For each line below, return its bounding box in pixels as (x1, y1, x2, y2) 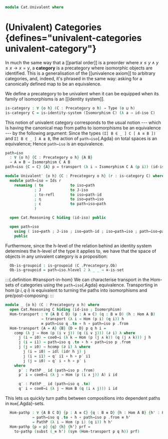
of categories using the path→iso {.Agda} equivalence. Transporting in (14, 282, 158, 288)
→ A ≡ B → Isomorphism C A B (9, 160, 70, 165)
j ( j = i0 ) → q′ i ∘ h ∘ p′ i (23, 358, 86, 363)
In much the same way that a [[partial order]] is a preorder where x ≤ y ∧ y (5, 59, 159, 65)
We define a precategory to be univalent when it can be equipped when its (5, 90, 159, 96)
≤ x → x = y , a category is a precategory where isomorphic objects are (5, 65, 152, 71)
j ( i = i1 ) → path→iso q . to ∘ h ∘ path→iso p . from (18, 340, 131, 345)
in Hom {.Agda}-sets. (5, 400, 45, 406)
